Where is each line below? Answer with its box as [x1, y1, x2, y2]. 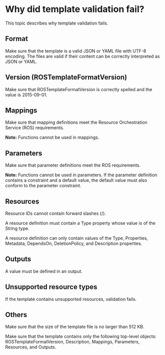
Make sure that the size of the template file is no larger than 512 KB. [5, 324, 144, 330]
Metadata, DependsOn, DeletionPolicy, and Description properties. [5, 240, 142, 246]
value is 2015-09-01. [5, 92, 47, 98]
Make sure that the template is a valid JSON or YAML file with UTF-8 [5, 48, 146, 54]
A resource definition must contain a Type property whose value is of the [5, 220, 156, 226]
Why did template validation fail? [5, 4, 144, 15]
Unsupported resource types [5, 283, 97, 291]
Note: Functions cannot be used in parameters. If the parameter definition [5, 172, 157, 178]
